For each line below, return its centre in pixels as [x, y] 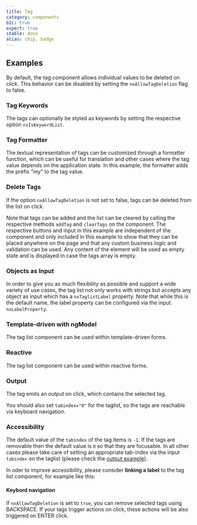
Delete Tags [24, 187]
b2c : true [18, 23]
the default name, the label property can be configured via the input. [89, 302]
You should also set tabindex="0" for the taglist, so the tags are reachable [96, 405]
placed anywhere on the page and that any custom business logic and [91, 243]
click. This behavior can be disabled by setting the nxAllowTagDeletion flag [97, 84]
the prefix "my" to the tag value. [45, 172]
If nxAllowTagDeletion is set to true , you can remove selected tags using [94, 503]
